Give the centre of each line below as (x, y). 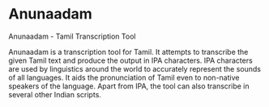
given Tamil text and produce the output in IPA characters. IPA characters (130, 60)
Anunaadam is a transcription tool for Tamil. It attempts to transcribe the (128, 51)
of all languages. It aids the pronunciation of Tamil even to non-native (124, 77)
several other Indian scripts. (55, 94)
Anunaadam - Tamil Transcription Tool (72, 36)
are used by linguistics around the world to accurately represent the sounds (135, 68)
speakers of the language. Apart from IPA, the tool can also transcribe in (129, 86)
